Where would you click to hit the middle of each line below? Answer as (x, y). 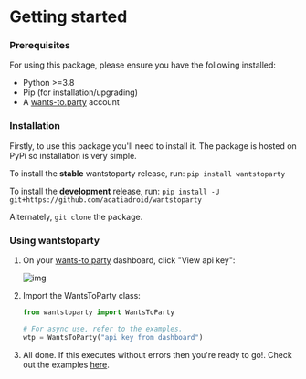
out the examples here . (66, 364)
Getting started (69, 17)
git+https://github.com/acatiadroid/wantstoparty (106, 200)
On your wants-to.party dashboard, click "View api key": (129, 260)
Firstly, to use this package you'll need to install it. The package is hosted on (153, 146)
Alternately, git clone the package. (76, 216)
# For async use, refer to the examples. (102, 329)
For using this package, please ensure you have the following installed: (143, 65)
